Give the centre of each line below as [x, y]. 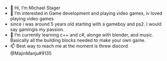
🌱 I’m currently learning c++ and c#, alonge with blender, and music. [82, 35]
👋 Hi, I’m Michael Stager [35, 8]
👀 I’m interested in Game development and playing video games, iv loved [86, 13]
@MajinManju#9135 [31, 53]
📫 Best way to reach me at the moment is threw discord [69, 46]
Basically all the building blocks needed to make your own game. [78, 40]
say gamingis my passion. [37, 29]
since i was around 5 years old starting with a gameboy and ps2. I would [86, 24]
